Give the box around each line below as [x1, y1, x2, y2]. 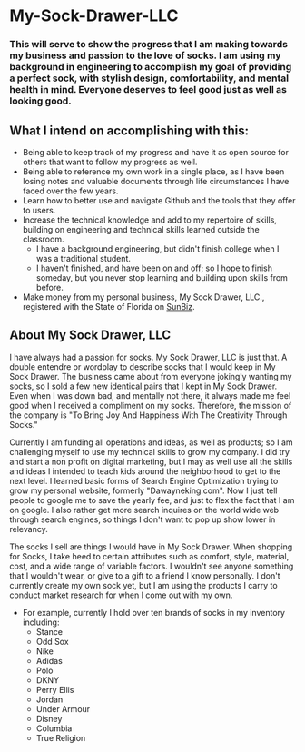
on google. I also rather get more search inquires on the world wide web [9, 504, 280, 515]
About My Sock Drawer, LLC [9, 328, 172, 343]
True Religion [35, 732, 86, 743]
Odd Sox [35, 636, 70, 647]
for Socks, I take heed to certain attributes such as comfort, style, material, [9, 550, 290, 561]
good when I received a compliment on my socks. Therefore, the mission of [9, 400, 292, 411]
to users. [22, 204, 56, 215]
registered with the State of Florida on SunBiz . [22, 301, 195, 312]
